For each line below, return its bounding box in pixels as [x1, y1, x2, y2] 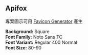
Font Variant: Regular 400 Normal [5, 39, 78, 45]
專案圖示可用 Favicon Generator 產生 [5, 18, 83, 24]
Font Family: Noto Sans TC [5, 34, 63, 40]
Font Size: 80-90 [5, 44, 42, 50]
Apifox [5, 4, 27, 13]
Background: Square [5, 28, 50, 35]
